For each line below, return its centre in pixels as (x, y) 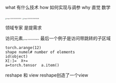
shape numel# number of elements (40, 52)
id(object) (17, 56)
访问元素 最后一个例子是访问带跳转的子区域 (58, 38)
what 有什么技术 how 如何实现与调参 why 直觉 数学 (58, 7)
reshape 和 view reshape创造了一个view (47, 75)
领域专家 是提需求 (23, 27)
